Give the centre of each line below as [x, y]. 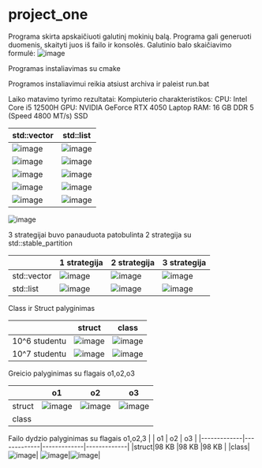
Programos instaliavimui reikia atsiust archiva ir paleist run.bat [109, 84]
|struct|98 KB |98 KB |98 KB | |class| [191, 447]
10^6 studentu [39, 341]
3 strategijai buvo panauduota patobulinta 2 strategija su [100, 234]
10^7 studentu [39, 354]
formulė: [22, 53]
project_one [48, 15]
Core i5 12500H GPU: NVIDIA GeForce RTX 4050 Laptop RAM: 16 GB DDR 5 [131, 107]
